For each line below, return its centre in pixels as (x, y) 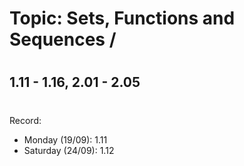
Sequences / (63, 39)
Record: (25, 120)
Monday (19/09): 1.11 (65, 139)
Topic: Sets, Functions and (122, 18)
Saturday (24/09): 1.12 (69, 150)
